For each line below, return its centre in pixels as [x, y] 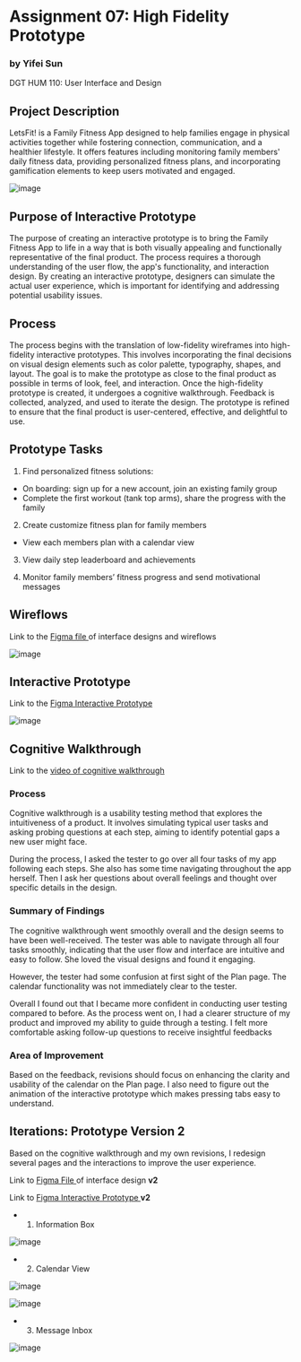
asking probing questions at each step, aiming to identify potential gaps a [145, 832]
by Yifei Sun [36, 64]
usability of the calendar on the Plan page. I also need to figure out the [139, 1084]
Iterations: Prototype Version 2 [97, 1132]
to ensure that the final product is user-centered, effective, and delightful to [149, 412]
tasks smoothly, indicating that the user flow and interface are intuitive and [147, 950]
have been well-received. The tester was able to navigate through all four [144, 940]
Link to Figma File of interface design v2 [84, 1180]
